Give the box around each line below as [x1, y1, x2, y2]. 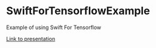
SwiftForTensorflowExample [6, 4, 151, 18]
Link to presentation [6, 35, 56, 42]
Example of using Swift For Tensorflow [6, 24, 102, 31]
